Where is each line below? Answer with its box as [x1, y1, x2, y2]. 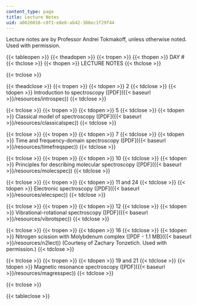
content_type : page [6, 8, 54, 15]
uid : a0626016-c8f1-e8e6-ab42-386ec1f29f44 [6, 20, 115, 25]
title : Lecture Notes [6, 14, 60, 20]
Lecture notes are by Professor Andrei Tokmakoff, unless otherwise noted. [6, 36, 187, 43]
